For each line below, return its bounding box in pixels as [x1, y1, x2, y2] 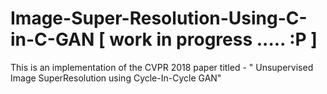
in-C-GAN [10, 28, 95, 51]
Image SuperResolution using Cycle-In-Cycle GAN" [10, 72, 222, 84]
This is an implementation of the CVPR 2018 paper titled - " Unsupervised [10, 61, 314, 73]
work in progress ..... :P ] [109, 28, 318, 51]
